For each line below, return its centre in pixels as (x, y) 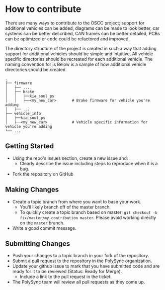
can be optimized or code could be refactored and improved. (68, 39)
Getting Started (30, 146)
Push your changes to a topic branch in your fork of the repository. (81, 256)
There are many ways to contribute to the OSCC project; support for (75, 23)
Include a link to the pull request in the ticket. (66, 277)
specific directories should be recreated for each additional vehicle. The (79, 59)
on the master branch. (42, 223)
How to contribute (43, 9)
